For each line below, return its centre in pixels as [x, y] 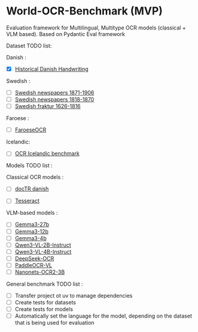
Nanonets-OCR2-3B [40, 272]
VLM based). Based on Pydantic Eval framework [66, 34]
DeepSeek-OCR [34, 258]
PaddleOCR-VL [33, 265]
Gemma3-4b [31, 238]
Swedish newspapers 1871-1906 [54, 92]
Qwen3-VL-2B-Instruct [43, 245]
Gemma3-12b [32, 231]
